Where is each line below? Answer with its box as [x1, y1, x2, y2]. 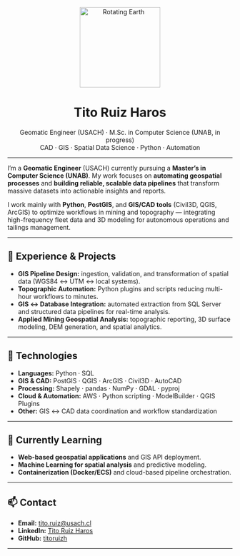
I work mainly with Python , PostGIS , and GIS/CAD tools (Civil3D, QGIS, [7, 200, 217, 208]
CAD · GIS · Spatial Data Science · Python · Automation [39, 143, 201, 151]
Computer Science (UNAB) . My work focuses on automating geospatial [7, 171, 222, 180]
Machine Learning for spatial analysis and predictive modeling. [17, 460, 207, 469]
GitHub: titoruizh [17, 534, 68, 542]
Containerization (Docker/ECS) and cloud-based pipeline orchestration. [17, 468, 232, 477]
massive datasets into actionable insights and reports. [7, 186, 166, 195]
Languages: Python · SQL [17, 368, 94, 378]
